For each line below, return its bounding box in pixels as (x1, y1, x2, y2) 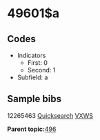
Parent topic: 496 (7, 125, 57, 133)
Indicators (17, 51, 46, 59)
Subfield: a (17, 73, 48, 81)
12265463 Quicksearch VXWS (7, 111, 93, 119)
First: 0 (27, 59, 48, 67)
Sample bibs (7, 93, 62, 105)
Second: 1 (27, 66, 56, 74)
